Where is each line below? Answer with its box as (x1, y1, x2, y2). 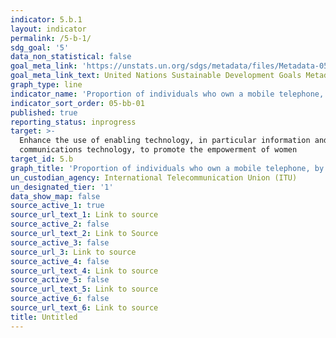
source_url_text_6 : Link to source (10, 303, 159, 313)
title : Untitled (10, 312, 78, 322)
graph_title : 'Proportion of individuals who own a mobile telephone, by (10, 163, 325, 173)
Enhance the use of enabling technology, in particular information (19, 136, 311, 146)
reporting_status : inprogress (10, 117, 137, 127)
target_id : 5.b (10, 154, 74, 164)
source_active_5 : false (10, 275, 110, 285)
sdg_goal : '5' (10, 42, 70, 53)
